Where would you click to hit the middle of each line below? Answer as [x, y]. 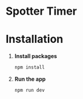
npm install [29, 68]
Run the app [30, 79]
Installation [35, 39]
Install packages [36, 56]
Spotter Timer [41, 11]
